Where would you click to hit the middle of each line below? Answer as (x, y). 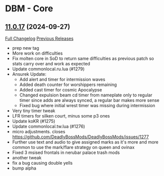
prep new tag (25, 48)
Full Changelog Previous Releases (39, 38)
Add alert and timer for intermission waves (62, 79)
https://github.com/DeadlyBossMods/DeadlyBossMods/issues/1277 (81, 137)
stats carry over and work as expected (51, 64)
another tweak (27, 158)
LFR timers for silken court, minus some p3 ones (61, 116)
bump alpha (24, 168)
